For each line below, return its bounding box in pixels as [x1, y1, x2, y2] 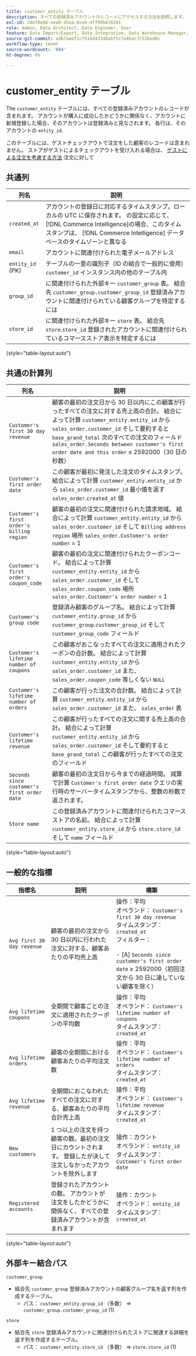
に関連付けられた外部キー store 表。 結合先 [45, 317, 165, 325]
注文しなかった [50, 1161, 92, 1169]
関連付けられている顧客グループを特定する [69, 297, 185, 305]
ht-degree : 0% [6, 52, 41, 58]
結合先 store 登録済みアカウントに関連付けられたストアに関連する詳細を [14, 1328, 190, 1336]
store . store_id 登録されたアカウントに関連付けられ [45, 325, 187, 334]
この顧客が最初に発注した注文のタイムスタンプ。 [52, 468, 186, 476]
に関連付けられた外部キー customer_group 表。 [45, 279, 173, 287]
